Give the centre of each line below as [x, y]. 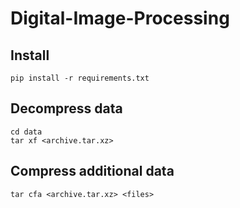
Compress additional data [92, 171]
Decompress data [66, 108]
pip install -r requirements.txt [80, 78]
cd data [26, 132]
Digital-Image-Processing [120, 18]
